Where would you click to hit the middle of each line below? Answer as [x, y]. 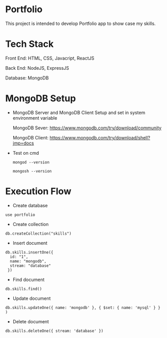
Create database [30, 205]
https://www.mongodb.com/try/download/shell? [100, 137]
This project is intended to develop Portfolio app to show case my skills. [81, 23]
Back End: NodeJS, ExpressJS [37, 68]
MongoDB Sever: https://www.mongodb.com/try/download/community [87, 128]
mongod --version [31, 162]
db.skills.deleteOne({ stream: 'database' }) [54, 331]
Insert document [30, 243]
